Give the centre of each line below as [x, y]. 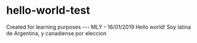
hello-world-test [48, 10]
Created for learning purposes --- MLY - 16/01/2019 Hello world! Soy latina [98, 27]
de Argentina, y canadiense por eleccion [56, 33]
